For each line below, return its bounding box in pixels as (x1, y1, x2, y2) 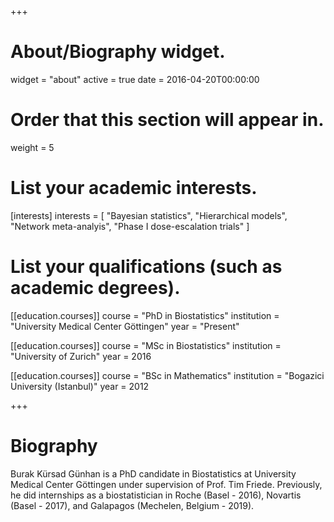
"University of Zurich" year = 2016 (10, 350, 152, 362)
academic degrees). (10, 277, 181, 299)
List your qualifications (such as (10, 256, 283, 278)
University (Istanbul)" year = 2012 (10, 380, 150, 392)
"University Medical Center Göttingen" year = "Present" (10, 320, 240, 332)
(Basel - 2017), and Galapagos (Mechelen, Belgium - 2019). (10, 499, 255, 511)
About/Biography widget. (10, 41, 226, 63)
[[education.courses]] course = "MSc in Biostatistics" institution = (10, 339, 282, 351)
